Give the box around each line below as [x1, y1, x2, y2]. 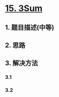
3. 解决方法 [5, 59, 38, 68]
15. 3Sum [5, 3, 43, 14]
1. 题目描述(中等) [5, 23, 55, 31]
